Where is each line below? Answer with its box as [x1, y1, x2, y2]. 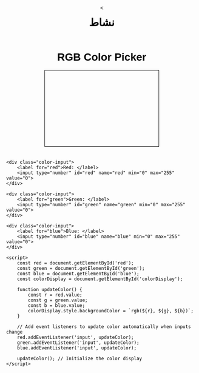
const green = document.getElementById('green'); [16, 266, 145, 272]
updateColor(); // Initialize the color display [16, 355, 142, 362]
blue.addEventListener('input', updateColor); [16, 345, 137, 351]
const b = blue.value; [27, 303, 86, 309]
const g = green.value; [27, 297, 88, 303]
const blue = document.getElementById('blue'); [16, 271, 140, 277]
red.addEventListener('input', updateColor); [16, 334, 134, 341]
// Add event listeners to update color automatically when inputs [16, 324, 191, 330]
